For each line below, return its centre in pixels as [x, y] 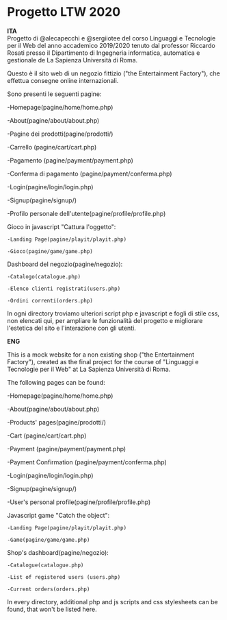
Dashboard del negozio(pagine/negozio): [65, 264]
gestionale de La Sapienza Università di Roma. [72, 60]
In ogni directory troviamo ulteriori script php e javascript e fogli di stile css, [113, 313]
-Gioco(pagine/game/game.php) [50, 251]
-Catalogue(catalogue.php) [45, 565]
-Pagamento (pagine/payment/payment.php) [70, 160]
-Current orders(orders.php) [49, 589]
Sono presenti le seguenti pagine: [54, 94]
